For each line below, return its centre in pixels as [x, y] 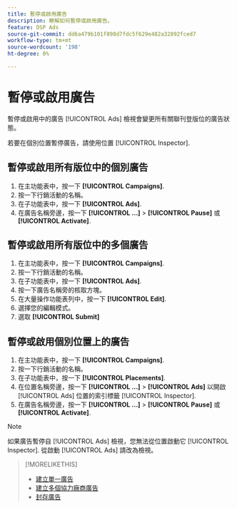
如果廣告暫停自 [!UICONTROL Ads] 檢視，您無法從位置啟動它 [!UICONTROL [118, 441]
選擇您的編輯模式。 [46, 308]
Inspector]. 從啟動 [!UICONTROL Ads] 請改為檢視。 [82, 450]
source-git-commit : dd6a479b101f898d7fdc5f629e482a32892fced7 [102, 34]
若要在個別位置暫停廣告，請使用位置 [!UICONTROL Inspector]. [99, 143]
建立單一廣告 [54, 479]
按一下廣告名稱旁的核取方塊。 [61, 290]
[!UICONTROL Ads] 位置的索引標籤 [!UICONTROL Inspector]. [107, 396]
